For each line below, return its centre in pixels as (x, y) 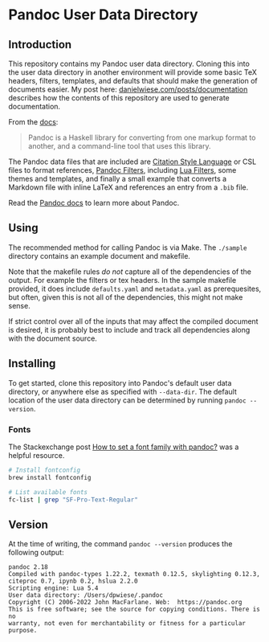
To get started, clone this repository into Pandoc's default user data (120, 382)
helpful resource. (37, 455)
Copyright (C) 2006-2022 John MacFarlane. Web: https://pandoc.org (125, 603)
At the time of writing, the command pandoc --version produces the (120, 544)
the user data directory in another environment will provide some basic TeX (132, 72)
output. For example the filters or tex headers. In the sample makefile (122, 280)
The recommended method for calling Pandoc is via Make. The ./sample (128, 247)
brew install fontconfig (50, 477)
